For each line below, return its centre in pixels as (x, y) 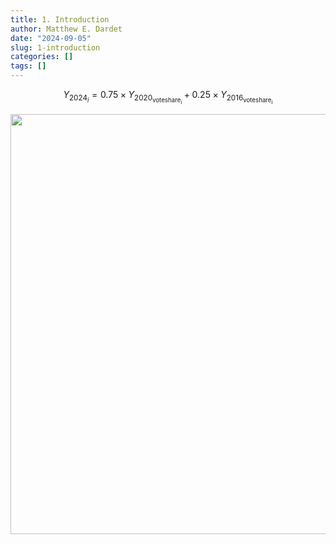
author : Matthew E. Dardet (66, 29)
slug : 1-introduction (55, 47)
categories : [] (42, 57)
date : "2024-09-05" (51, 38)
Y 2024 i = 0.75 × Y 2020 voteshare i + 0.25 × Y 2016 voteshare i (168, 97)
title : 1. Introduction (60, 19)
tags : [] (28, 66)
